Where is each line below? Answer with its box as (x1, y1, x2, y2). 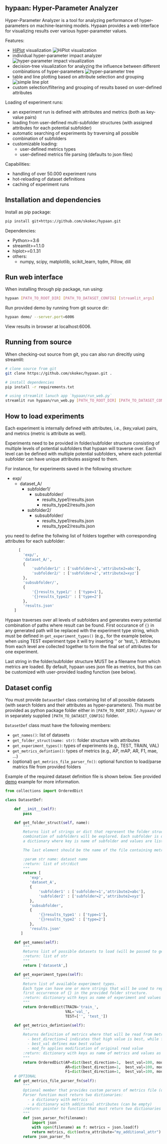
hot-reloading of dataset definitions (12, 176, 85, 182)
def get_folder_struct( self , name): (14, 820, 90, 825)
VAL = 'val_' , (65, 1009, 90, 1014)
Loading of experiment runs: (5, 99, 64, 105)
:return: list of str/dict (23, 861, 79, 866)
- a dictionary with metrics (27, 1097, 88, 1102)
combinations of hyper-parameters (12, 68, 84, 74)
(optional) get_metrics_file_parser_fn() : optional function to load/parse (12, 758, 162, 764)
